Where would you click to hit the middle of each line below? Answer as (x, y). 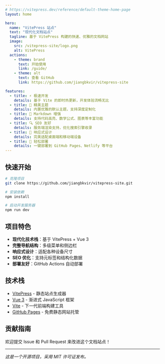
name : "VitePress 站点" (33, 27)
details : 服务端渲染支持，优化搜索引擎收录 (53, 128)
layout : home (18, 14)
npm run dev (17, 210)
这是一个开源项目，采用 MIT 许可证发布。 (47, 357)
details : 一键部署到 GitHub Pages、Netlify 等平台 (63, 146)
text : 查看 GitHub (36, 78)
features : (15, 91)
